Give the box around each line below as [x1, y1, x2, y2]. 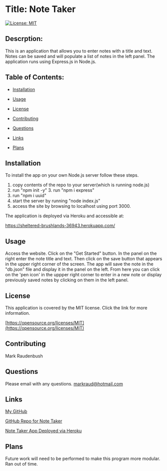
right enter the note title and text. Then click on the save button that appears [5, 256, 162, 262]
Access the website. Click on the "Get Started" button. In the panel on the [5, 250, 157, 256]
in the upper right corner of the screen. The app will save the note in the [5, 261, 153, 267]
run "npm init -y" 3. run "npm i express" [12, 187, 94, 193]
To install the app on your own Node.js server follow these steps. [5, 172, 139, 178]
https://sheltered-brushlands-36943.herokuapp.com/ [5, 223, 115, 229]
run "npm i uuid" [12, 193, 46, 199]
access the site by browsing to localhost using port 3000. [12, 203, 131, 209]
